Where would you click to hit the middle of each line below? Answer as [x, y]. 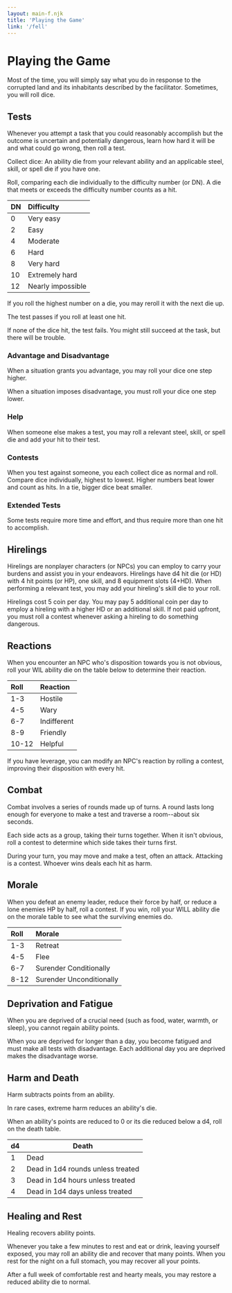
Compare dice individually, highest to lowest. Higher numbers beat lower [111, 480]
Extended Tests [34, 505]
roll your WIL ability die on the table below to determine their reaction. [107, 670]
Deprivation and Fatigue [60, 1004]
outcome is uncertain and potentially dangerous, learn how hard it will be [111, 141]
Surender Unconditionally [77, 979]
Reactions [29, 646]
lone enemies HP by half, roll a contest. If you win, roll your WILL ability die [114, 909]
